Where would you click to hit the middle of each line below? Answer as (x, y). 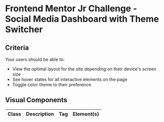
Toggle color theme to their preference (52, 85)
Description (40, 114)
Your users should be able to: (35, 59)
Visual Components (36, 100)
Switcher (24, 30)
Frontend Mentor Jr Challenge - (71, 9)
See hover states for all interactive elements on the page (70, 79)
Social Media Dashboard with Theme (82, 19)
